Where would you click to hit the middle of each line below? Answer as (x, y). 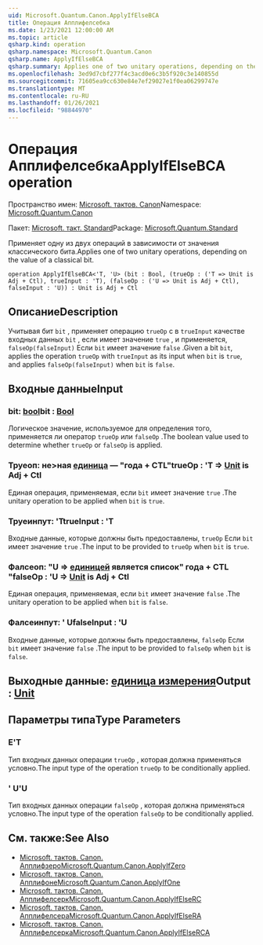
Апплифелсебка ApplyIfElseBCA (117, 166)
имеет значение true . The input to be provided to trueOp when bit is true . (129, 547)
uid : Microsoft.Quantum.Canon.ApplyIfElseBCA (83, 15)
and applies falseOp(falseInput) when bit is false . (91, 364)
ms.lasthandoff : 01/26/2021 (54, 103)
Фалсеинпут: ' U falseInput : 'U (68, 623)
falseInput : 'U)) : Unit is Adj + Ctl (73, 288)
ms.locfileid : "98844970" (50, 111)
